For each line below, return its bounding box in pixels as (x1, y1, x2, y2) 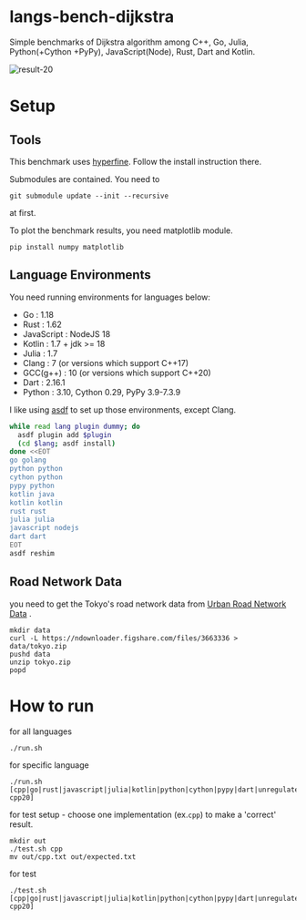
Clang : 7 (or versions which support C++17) (22, 357, 189, 368)
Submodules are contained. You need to (9, 173, 160, 184)
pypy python (9, 481, 55, 490)
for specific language (9, 759, 89, 771)
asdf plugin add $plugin (17, 430, 112, 439)
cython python (9, 473, 64, 482)
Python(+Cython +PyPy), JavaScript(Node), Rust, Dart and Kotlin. (9, 46, 256, 56)
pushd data (9, 649, 51, 659)
